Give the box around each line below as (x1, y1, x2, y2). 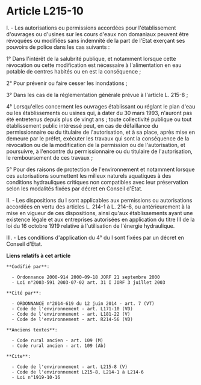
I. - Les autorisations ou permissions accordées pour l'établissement (6, 24, 176, 31)
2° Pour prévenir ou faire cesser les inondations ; (6, 80, 128, 87)
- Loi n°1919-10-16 (11, 374, 61, 380)
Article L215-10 (6, 4, 84, 18)
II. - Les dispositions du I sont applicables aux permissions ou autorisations (6, 196, 193, 204)
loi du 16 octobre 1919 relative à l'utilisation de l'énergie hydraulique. (6, 222, 175, 230)
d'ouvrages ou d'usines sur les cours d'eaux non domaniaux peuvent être (6, 30, 189, 37)
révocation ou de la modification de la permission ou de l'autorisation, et (6, 141, 185, 148)
